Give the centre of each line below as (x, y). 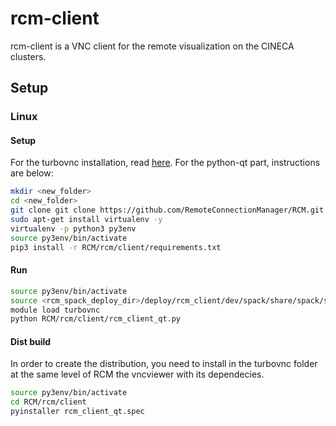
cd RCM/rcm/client (48, 402)
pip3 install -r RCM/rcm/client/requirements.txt (116, 247)
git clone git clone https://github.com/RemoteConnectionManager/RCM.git (167, 210)
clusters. (28, 56)
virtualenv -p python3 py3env (73, 228)
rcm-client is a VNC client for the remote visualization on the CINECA (152, 46)
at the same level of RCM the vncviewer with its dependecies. (137, 374)
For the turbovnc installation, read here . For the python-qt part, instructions (165, 163)
